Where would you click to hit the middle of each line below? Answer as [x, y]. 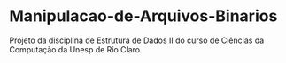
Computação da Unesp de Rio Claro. [76, 49]
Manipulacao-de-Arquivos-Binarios [143, 16]
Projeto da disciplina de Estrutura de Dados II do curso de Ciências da [137, 40]
